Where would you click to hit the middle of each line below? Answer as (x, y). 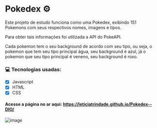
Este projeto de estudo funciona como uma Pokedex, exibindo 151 (71, 22)
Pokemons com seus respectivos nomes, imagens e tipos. (63, 27)
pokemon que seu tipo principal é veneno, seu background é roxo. (71, 56)
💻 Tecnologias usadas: (33, 69)
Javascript (23, 82)
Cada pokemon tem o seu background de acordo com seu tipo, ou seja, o (78, 46)
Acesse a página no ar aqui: (34, 104)
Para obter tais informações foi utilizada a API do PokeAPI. (63, 37)
